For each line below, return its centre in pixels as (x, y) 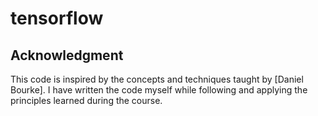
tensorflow (57, 18)
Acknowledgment (67, 55)
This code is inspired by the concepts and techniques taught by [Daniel (157, 79)
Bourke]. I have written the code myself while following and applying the (159, 90)
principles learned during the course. (86, 100)
